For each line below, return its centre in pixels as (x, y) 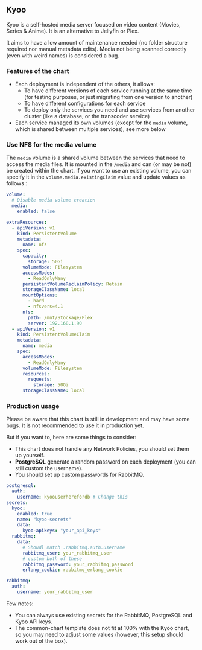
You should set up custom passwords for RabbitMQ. (80, 475)
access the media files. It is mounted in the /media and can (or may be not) (99, 164)
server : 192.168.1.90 (55, 323)
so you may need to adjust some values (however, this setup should (99, 634)
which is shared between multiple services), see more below (90, 129)
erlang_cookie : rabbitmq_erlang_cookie (72, 570)
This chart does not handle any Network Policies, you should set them (102, 449)
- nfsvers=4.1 (46, 307)
